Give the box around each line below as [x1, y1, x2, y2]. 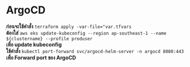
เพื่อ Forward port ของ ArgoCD [6, 54, 77, 61]
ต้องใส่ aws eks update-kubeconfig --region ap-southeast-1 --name [6, 29, 167, 36]
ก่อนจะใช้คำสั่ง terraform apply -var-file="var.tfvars [6, 23, 132, 30]
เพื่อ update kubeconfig [6, 41, 62, 48]
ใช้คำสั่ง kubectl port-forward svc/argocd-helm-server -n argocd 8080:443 [6, 47, 184, 54]
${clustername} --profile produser [6, 36, 93, 41]
